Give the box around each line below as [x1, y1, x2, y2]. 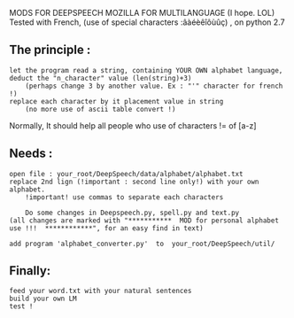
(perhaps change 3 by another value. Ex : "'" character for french [25, 81, 283, 90]
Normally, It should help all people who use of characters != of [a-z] [9, 120, 257, 131]
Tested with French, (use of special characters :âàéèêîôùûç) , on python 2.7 [9, 17, 285, 27]
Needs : [9, 146, 53, 161]
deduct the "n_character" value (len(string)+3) [9, 74, 192, 82]
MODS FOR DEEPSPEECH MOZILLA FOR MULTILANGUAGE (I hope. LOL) [9, 8, 275, 18]
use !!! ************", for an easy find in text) [9, 223, 204, 233]
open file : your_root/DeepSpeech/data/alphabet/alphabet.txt [9, 169, 244, 178]
